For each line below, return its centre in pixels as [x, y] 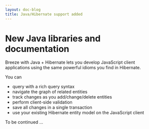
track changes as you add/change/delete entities [62, 97]
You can [14, 77]
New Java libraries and [53, 39]
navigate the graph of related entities [50, 92]
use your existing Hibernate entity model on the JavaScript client [78, 113]
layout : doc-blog [23, 10]
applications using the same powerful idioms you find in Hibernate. [73, 68]
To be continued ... [24, 122]
